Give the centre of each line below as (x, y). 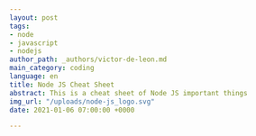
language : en (34, 77)
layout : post (34, 18)
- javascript (34, 43)
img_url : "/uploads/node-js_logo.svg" (82, 101)
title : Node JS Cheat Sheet (62, 85)
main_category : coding (52, 68)
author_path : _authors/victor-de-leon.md (88, 59)
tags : (19, 26)
